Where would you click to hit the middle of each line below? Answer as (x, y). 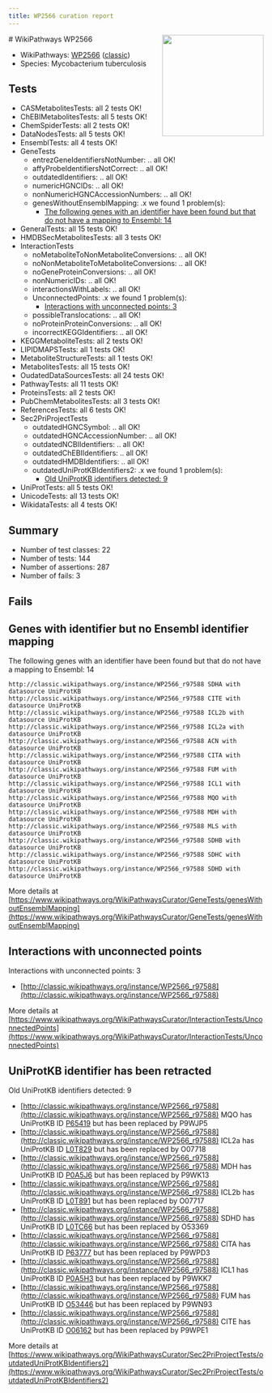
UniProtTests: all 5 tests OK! (66, 488)
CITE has (236, 1322)
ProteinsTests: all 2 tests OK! (68, 393)
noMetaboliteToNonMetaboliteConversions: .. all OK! (119, 255)
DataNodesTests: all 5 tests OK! (72, 134)
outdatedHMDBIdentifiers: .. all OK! (91, 462)
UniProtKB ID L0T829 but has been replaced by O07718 (113, 1150)
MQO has (236, 1115)
